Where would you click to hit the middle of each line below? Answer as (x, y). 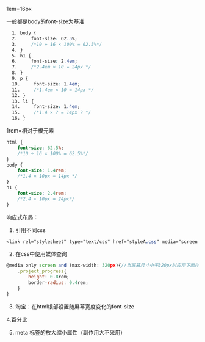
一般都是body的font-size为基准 (45, 21)
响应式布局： (22, 217)
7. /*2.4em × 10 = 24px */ (52, 67)
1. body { (24, 33)
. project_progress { (42, 271)
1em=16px (19, 9)
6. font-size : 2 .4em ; (45, 61)
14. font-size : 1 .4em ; (46, 107)
